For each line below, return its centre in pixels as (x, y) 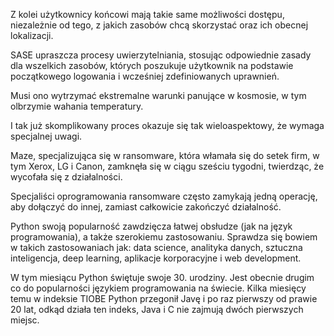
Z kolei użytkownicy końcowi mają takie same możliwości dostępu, (147, 14)
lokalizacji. (32, 35)
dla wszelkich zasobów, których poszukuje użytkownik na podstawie (152, 65)
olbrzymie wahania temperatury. (77, 106)
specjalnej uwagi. (46, 136)
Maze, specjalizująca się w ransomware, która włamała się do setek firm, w (165, 155)
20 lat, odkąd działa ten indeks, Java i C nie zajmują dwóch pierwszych (157, 309)
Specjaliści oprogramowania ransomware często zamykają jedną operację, (164, 196)
